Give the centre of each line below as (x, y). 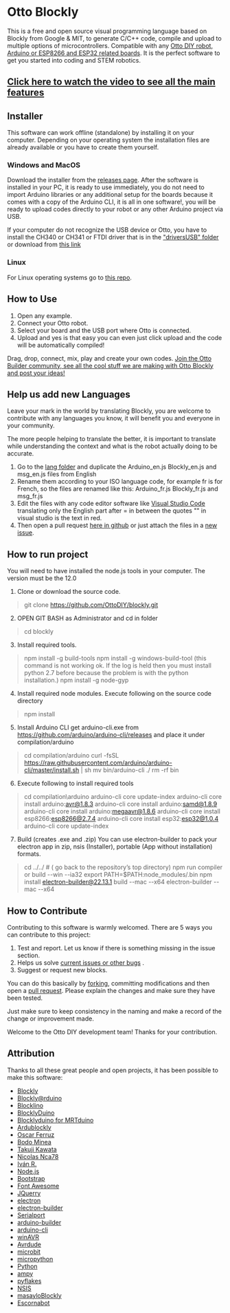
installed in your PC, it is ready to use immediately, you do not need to (106, 187)
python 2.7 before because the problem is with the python (106, 673)
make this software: (35, 1077)
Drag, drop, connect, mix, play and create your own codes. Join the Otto (109, 358)
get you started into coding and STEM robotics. (74, 60)
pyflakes (29, 1281)
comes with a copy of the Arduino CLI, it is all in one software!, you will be (112, 202)
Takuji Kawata (37, 1149)
